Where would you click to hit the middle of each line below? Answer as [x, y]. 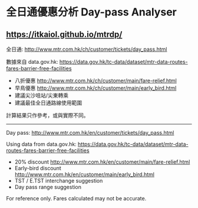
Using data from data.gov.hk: [41, 144]
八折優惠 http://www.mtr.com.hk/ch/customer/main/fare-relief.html [95, 81]
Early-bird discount [38, 168]
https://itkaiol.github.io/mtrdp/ [64, 34]
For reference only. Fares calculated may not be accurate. [76, 198]
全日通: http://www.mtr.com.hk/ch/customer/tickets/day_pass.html [87, 49]
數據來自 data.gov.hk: [32, 62]
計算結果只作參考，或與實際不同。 [47, 115]
